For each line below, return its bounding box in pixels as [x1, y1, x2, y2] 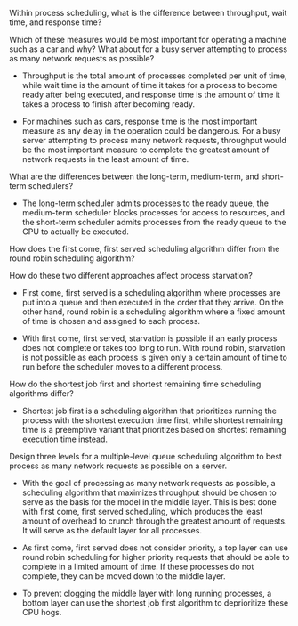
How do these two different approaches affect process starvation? [9, 271, 254, 280]
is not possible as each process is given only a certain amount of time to [21, 352, 287, 362]
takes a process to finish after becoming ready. [21, 99, 196, 110]
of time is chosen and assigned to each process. [21, 316, 201, 326]
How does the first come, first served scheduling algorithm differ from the [9, 244, 280, 254]
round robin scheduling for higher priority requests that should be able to [21, 552, 290, 562]
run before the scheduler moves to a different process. [21, 362, 223, 372]
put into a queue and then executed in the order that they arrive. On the [21, 297, 284, 307]
